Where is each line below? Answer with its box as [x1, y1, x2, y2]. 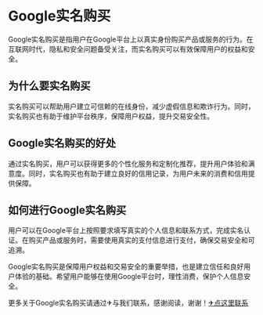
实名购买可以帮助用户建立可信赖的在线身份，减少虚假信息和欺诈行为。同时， [8, 101, 255, 110]
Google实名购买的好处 [8, 136, 116, 150]
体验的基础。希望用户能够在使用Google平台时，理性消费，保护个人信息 [14, 272, 244, 281]
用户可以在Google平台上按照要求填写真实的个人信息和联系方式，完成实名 [8, 226, 244, 235]
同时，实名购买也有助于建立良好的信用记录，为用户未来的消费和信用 [28, 168, 248, 178]
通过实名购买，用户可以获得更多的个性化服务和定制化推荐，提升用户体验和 [8, 158, 248, 168]
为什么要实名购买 [8, 79, 91, 92]
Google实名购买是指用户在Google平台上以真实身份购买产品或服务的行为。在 [8, 34, 254, 44]
